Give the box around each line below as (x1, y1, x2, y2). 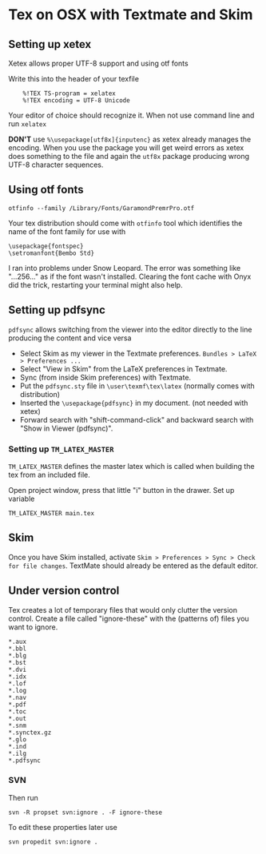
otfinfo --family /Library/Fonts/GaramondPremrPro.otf (8, 204, 195, 213)
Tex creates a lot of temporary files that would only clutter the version (8, 605, 238, 614)
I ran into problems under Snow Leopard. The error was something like (8, 263, 241, 272)
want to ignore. (8, 622, 58, 632)
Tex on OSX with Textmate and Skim (8, 6, 253, 24)
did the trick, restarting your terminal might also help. (8, 280, 183, 289)
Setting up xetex (8, 38, 92, 51)
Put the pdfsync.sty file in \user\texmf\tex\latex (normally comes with (19, 381, 256, 391)
